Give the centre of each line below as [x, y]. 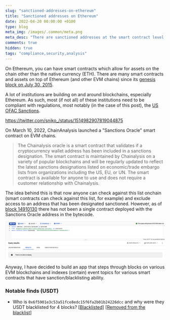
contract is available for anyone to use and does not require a [81, 178]
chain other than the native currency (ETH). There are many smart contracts [84, 74]
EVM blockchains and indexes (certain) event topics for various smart [78, 272]
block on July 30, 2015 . [30, 85]
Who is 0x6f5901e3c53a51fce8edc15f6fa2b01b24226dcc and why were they [88, 302]
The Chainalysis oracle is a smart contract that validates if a [80, 145]
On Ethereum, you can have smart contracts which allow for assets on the [82, 68]
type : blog [17, 27]
